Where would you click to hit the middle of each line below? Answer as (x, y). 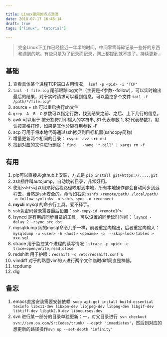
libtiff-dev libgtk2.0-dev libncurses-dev (58, 311)
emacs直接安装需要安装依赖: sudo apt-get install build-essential (83, 301)
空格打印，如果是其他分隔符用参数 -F (60, 126)
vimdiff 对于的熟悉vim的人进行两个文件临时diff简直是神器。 (74, 260)
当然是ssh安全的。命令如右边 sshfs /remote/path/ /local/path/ (92, 194)
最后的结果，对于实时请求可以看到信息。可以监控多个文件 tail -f (80, 97)
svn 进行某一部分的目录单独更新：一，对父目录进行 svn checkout (80, 316)
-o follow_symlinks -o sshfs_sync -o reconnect (63, 199)
